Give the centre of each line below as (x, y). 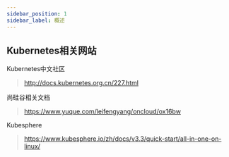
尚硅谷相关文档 (28, 98)
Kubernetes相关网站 (52, 50)
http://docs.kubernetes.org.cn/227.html (81, 83)
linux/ (32, 146)
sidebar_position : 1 (37, 14)
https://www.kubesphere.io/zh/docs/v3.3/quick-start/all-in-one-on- (123, 139)
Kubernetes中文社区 (36, 69)
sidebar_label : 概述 (36, 20)
